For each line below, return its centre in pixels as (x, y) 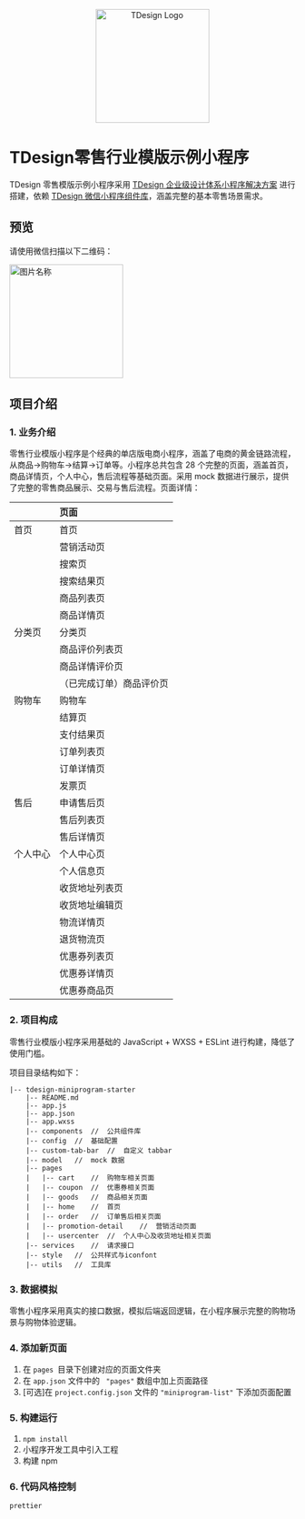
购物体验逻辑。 (53, 1323)
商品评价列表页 (92, 649)
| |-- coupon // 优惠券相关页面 (90, 1187)
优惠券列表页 (87, 957)
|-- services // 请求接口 (80, 1245)
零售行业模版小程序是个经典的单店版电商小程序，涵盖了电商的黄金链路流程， (152, 454)
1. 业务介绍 (33, 432)
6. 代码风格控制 (43, 1486)
